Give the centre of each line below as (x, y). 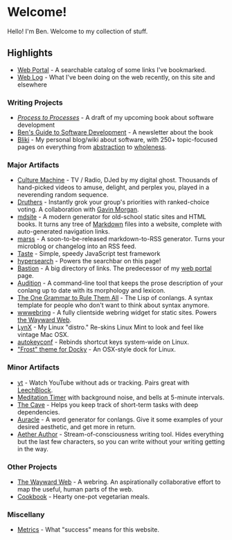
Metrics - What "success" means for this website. (88, 530)
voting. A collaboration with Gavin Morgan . (78, 209)
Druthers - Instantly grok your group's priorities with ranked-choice (113, 202)
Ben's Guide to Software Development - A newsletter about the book (115, 132)
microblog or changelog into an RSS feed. (77, 246)
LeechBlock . (35, 390)
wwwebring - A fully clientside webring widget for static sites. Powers (117, 313)
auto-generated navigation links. (64, 232)
